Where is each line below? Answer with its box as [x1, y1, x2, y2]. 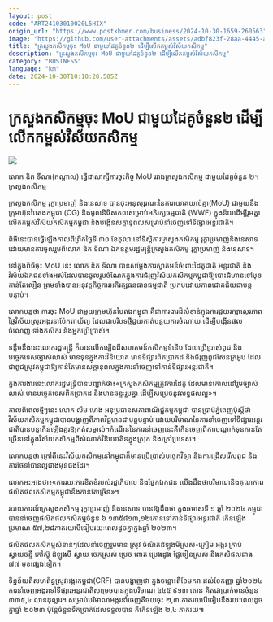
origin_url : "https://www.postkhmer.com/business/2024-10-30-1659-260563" [8, 27, 267, 35]
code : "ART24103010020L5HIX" [8, 20, 107, 28]
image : [8, 34, 31, 43]
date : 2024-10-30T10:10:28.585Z [8, 72, 118, 80]
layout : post [8, 11, 53, 20]
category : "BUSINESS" [8, 58, 82, 66]
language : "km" [8, 65, 60, 73]
